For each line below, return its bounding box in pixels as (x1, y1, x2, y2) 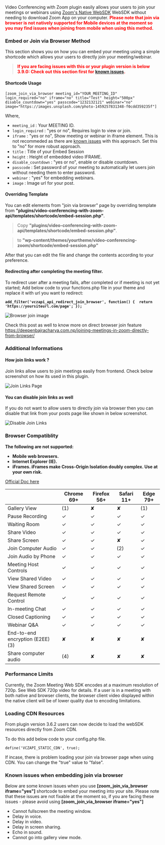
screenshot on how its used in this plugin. (5, 373, 89, 379)
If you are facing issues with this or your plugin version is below (17, 64, 150, 70)
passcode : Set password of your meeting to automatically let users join (12, 164, 155, 170)
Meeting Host (7, 561, 39, 567)
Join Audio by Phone (7, 553, 55, 560)
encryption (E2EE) (7, 636, 50, 643)
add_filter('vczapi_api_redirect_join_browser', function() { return (5, 299, 153, 304)
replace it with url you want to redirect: (5, 290, 83, 296)
